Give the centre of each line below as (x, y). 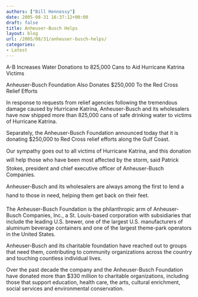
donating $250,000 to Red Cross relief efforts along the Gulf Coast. (88, 139)
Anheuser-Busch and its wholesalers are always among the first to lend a (95, 186)
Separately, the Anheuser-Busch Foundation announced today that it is (92, 133)
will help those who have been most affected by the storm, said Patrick (92, 160)
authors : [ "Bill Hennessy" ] (41, 12)
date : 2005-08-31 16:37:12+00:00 (47, 17)
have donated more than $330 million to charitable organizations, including (98, 276)
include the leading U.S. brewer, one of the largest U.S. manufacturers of (95, 221)
